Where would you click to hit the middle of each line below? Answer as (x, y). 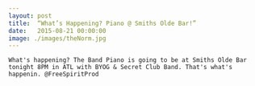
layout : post (30, 16)
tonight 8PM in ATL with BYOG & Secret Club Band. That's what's (120, 68)
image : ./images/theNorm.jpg (57, 38)
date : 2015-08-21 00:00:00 (57, 31)
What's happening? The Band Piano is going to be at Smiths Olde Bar (128, 60)
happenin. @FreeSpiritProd (54, 74)
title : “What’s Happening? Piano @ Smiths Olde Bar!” (102, 23)
